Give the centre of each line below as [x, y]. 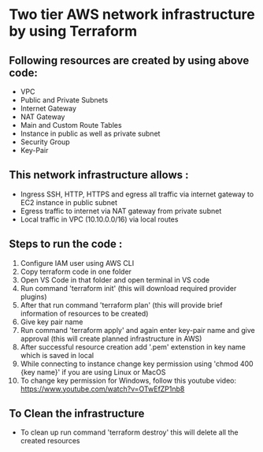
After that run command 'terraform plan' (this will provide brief [121, 304]
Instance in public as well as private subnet [90, 133]
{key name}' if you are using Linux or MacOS [93, 372]
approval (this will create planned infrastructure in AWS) [111, 338]
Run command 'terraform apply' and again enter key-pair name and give [137, 330]
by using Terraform [73, 31]
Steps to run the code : [66, 244]
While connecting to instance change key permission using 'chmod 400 [137, 364]
